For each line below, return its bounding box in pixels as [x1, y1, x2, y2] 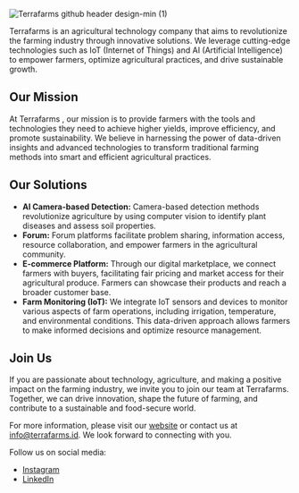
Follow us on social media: [9, 447, 107, 458]
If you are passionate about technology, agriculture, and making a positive [9, 374, 282, 385]
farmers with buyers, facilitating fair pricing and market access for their [21, 268, 285, 278]
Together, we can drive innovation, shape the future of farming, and [9, 394, 258, 404]
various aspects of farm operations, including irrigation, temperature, [21, 305, 277, 317]
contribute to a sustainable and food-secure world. [9, 403, 196, 413]
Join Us [9, 351, 53, 366]
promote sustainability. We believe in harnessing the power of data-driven [9, 132, 281, 143]
